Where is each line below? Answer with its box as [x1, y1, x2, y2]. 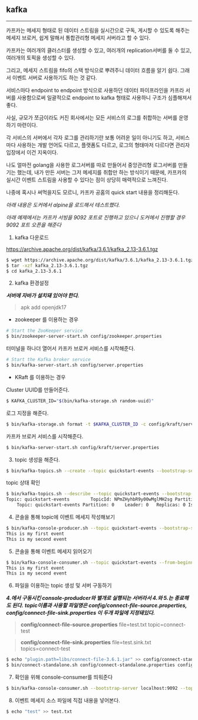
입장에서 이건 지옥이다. [6, 148, 58, 156]
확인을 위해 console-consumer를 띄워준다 [14, 674, 113, 681]
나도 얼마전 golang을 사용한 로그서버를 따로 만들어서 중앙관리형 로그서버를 [6, 161, 177, 168]
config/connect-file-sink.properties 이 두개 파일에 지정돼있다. [6, 609, 155, 616]
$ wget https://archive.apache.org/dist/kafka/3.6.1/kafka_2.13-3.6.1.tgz [6, 257, 194, 263]
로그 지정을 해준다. [6, 409, 49, 416]
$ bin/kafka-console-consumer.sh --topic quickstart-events [6, 559, 157, 566]
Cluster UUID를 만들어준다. [6, 386, 70, 393]
